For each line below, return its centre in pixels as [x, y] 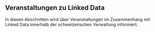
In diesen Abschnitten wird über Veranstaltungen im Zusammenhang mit [77, 19]
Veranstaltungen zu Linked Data [55, 8]
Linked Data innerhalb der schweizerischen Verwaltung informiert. [71, 24]
